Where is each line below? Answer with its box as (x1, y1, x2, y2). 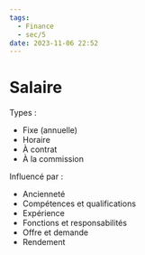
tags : (9, 13, 30, 23)
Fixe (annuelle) (22, 125, 78, 136)
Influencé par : (9, 171, 64, 182)
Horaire (22, 135, 51, 146)
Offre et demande (22, 227, 89, 238)
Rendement (22, 237, 66, 248)
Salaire (9, 78, 63, 98)
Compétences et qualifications (22, 198, 137, 209)
